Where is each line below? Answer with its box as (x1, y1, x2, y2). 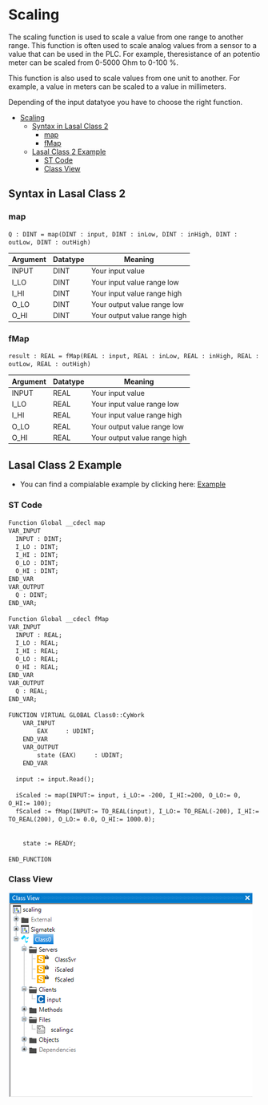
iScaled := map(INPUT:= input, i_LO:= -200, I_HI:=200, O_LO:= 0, (15, 791, 242, 799)
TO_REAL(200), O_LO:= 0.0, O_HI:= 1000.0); (8, 815, 156, 823)
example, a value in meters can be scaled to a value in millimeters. (8, 82, 226, 91)
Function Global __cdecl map (8, 518, 106, 526)
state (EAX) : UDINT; (37, 751, 124, 759)
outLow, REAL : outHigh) (8, 361, 91, 369)
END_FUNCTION (8, 855, 52, 863)
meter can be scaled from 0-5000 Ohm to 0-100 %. (8, 58, 178, 67)
